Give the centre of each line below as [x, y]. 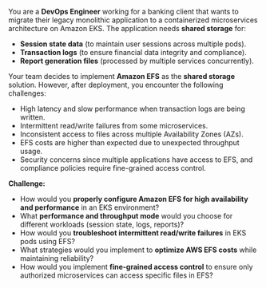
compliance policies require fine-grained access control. [113, 168]
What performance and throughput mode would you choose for [126, 216]
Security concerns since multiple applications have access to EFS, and [136, 160]
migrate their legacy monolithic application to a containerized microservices [133, 20]
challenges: [27, 93]
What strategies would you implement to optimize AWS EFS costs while [138, 250]
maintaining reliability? [57, 258]
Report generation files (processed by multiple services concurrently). [137, 61]
